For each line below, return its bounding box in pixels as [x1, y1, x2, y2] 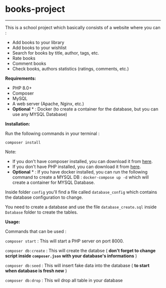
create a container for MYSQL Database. [12, 179, 95, 185]
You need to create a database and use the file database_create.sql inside [5, 204, 157, 210]
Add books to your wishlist [12, 45, 67, 51]
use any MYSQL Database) [12, 111, 68, 117]
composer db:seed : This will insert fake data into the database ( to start [5, 262, 150, 268]
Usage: [5, 219, 21, 225]
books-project [5, 3, 65, 15]
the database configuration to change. [5, 194, 83, 200]
